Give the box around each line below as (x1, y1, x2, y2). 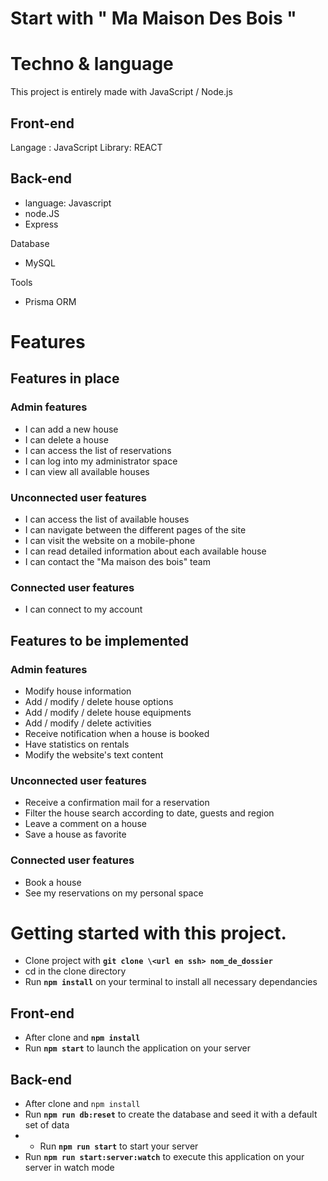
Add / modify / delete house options (24, 695, 174, 707)
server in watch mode (24, 1162, 115, 1174)
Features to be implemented (10, 632, 190, 649)
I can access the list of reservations (24, 444, 172, 456)
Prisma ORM (24, 295, 77, 307)
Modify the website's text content (24, 748, 164, 761)
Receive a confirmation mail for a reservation (24, 797, 210, 809)
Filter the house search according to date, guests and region (24, 807, 275, 819)
